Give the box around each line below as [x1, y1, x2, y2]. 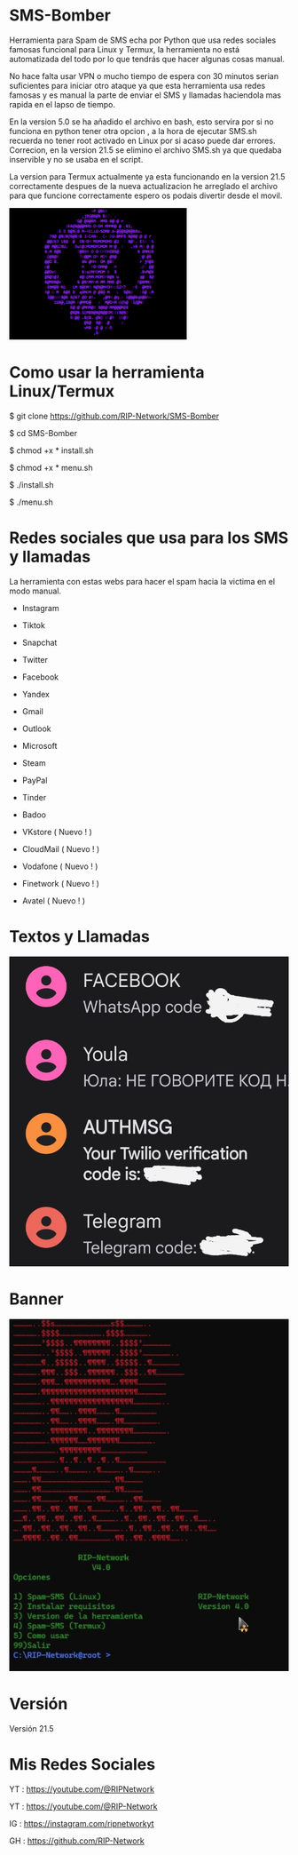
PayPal [21, 775, 48, 785]
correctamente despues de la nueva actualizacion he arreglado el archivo [9, 180, 278, 191]
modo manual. [9, 585, 62, 596]
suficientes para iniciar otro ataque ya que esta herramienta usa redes [9, 80, 266, 91]
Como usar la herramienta [9, 362, 206, 383]
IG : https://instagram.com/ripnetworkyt [9, 1819, 154, 1829]
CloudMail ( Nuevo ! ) [21, 843, 100, 854]
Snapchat [21, 637, 58, 648]
